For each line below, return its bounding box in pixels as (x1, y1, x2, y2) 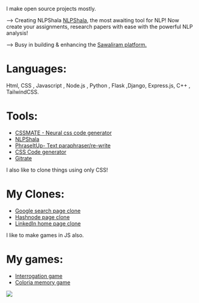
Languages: (6, 62, 67, 76)
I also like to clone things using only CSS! (6, 166, 108, 173)
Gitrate (14, 154, 32, 161)
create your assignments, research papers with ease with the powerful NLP (6, 23, 194, 30)
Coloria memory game (14, 278, 71, 286)
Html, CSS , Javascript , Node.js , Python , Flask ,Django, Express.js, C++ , (6, 82, 191, 89)
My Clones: (6, 187, 65, 201)
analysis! (6, 29, 28, 37)
